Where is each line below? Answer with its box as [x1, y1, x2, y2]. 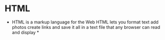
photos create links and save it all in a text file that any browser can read [11, 24, 160, 30]
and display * [11, 29, 39, 35]
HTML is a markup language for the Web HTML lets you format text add [11, 19, 159, 25]
